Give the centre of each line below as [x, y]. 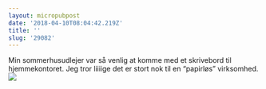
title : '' [25, 30]
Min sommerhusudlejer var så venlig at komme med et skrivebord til [120, 60]
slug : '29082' [32, 38]
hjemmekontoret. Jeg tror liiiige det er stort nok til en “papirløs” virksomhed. [133, 69]
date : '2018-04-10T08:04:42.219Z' [66, 23]
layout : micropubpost [44, 15]
